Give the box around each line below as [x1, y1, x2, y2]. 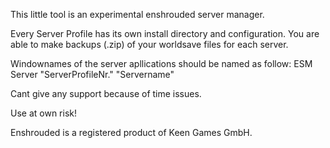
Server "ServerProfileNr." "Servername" [10, 69, 175, 80]
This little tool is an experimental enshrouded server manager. [10, 9, 265, 20]
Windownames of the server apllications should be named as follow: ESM [10, 58, 313, 69]
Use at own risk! [10, 107, 77, 119]
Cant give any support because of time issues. [10, 88, 202, 99]
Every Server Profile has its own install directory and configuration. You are [10, 28, 320, 39]
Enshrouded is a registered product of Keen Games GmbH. [10, 127, 253, 138]
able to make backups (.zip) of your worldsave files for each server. [10, 39, 289, 50]
